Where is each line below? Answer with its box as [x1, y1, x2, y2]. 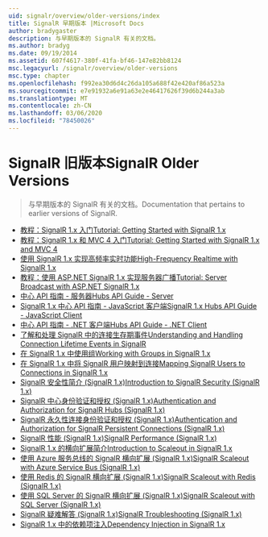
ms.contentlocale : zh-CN [8, 102, 92, 110]
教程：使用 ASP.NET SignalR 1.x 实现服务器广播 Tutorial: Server [19, 272, 228, 282]
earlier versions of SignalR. [27, 208, 118, 218]
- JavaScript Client [19, 310, 83, 319]
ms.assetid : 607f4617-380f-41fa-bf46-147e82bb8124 [8, 57, 182, 65]
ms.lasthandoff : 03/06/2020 [8, 110, 103, 118]
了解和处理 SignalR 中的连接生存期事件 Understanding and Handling [19, 330, 244, 339]
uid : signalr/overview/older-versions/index [8, 11, 160, 20]
